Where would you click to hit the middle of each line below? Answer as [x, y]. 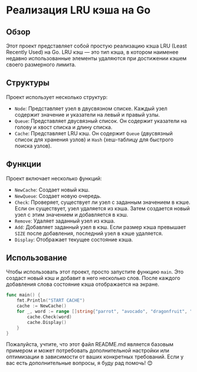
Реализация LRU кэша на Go [78, 10]
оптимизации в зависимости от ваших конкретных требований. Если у [95, 357]
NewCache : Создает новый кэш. [52, 190]
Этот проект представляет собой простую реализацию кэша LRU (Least [96, 46]
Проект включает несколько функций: [54, 178]
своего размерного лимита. [41, 64]
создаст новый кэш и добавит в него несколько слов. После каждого [93, 278]
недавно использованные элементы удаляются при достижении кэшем [96, 58]
